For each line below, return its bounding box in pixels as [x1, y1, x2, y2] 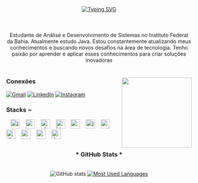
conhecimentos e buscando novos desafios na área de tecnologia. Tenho [9, 44, 189, 51]
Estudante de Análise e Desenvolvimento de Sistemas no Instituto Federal [9, 32, 189, 39]
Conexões [6, 77, 36, 86]
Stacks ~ [6, 106, 32, 114]
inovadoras [85, 57, 113, 64]
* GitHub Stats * [75, 151, 123, 159]
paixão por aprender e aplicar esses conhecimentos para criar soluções [11, 50, 187, 58]
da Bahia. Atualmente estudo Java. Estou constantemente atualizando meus [6, 38, 192, 45]
